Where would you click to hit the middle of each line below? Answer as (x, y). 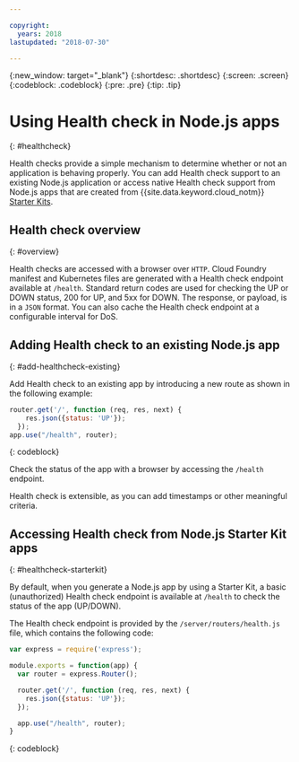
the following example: (51, 393)
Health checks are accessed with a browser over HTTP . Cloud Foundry (138, 269)
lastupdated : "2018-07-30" (60, 42)
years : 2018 (40, 34)
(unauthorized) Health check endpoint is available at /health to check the (145, 597)
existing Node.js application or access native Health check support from (142, 183)
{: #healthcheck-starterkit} (58, 570)
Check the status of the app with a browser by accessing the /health (137, 469)
